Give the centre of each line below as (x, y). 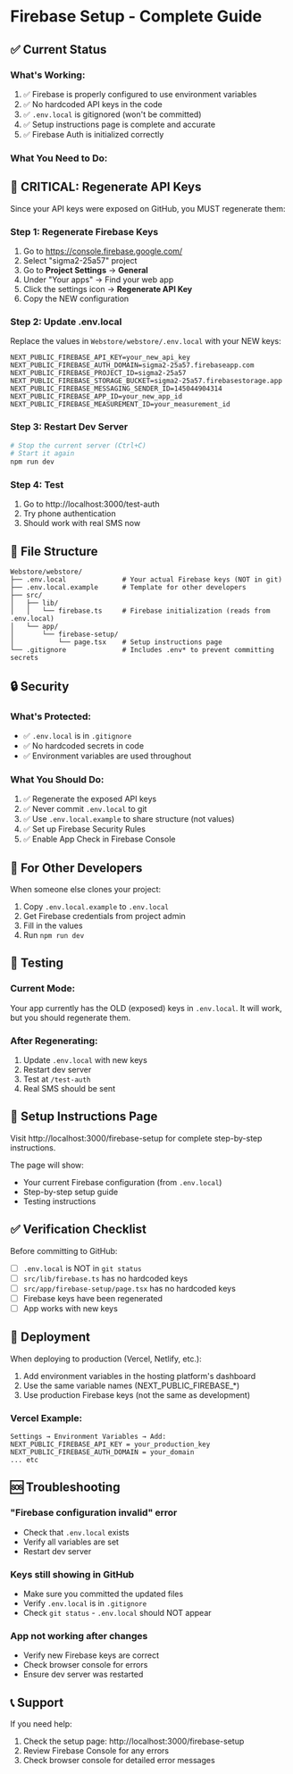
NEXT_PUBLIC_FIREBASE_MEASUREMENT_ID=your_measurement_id (120, 405)
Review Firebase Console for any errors (96, 1751)
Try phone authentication (69, 514)
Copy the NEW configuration (76, 298)
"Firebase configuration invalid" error (94, 1513)
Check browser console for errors (85, 1665)
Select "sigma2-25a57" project (80, 260)
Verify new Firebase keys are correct (91, 1655)
